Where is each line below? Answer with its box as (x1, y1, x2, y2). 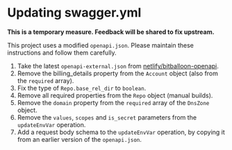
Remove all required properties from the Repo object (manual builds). (17, 91, 213, 100)
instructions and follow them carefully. (7, 48, 117, 57)
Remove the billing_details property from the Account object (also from (17, 69, 219, 77)
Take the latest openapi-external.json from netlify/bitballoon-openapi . (17, 62, 219, 70)
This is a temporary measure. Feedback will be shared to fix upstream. (7, 28, 215, 36)
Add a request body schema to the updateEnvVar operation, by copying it (17, 128, 226, 136)
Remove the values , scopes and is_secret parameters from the (17, 113, 197, 122)
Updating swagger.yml (7, 5, 142, 21)
